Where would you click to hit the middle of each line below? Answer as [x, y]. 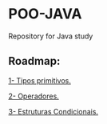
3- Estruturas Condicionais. [53, 111]
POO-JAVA [45, 14]
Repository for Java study [51, 36]
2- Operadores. [34, 96]
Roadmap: [34, 61]
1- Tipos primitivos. [40, 80]
